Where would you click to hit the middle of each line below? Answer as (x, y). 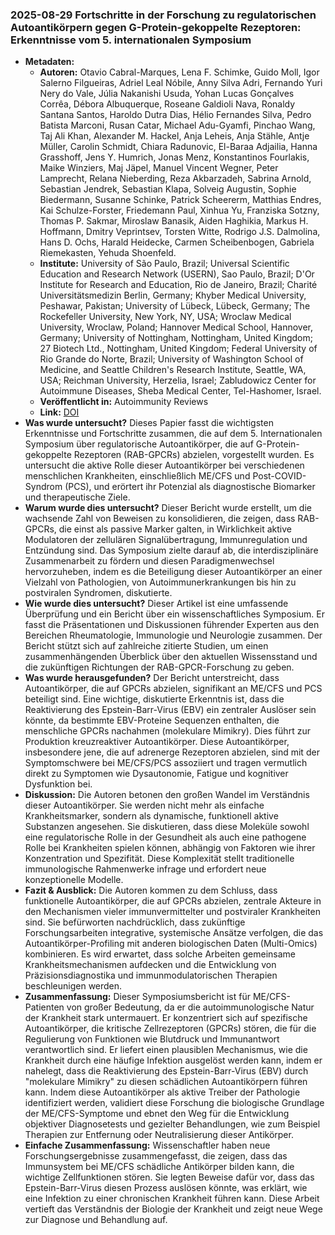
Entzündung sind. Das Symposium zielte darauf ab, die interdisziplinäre (171, 550)
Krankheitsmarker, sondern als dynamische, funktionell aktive (151, 816)
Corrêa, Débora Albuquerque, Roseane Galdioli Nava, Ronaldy (167, 104)
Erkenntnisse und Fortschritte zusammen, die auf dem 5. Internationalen (173, 434)
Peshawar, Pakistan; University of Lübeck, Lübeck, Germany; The (175, 306)
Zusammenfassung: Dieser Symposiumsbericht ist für (137, 997)
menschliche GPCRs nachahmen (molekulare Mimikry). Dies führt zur (167, 731)
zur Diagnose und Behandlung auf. (96, 1220)
